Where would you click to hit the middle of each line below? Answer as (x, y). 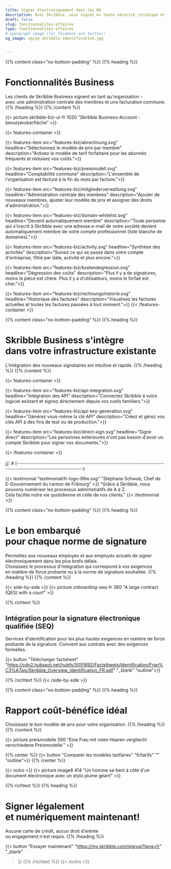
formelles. (16, 649)
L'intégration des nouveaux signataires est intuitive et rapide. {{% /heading (83, 365)
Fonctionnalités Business (60, 83)
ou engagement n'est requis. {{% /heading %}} (55, 836)
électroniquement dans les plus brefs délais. (52, 561)
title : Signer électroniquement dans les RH (53, 10)
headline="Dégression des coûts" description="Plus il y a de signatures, (81, 273)
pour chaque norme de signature (76, 541)
